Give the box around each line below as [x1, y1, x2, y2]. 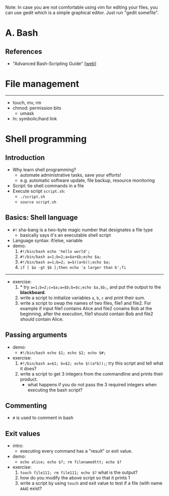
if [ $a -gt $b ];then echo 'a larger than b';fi [20, 265, 127, 270]
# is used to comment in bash [12, 415, 74, 421]
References [5, 47, 42, 56]
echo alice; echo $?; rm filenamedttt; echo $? [20, 460, 122, 465]
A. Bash [5, 27, 38, 39]
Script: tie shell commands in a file [12, 182, 84, 188]
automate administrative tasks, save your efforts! [20, 172, 122, 178]
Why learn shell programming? [12, 166, 76, 173]
